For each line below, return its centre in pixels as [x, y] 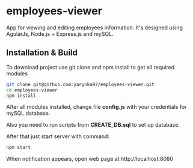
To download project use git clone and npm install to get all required [90, 67]
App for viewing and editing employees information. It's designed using [95, 28]
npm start [19, 148]
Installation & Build [42, 53]
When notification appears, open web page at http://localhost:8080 [90, 159]
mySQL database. [28, 113]
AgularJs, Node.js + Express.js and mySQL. [60, 33]
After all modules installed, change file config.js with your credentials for [96, 107]
